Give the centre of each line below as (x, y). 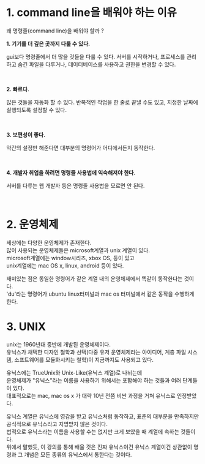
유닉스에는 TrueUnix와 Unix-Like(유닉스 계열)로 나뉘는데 (74, 372)
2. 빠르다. (18, 89)
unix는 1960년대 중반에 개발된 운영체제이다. (59, 344)
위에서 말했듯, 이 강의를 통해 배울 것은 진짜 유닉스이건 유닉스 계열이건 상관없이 (99, 447)
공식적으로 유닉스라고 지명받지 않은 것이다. (57, 424)
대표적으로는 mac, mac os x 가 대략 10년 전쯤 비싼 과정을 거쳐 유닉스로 (91, 395)
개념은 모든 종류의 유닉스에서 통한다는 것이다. (78, 454)
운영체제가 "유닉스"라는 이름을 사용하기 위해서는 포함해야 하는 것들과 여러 (94, 380)
